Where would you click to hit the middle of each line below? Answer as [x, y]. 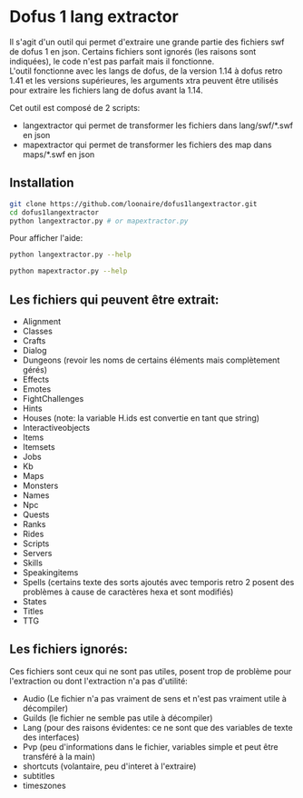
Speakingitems [50, 572]
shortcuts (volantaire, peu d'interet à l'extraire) [109, 766]
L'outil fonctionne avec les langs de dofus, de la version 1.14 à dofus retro [146, 71]
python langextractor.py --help [70, 255]
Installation [42, 183]
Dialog [34, 350]
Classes [37, 331]
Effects [36, 379]
